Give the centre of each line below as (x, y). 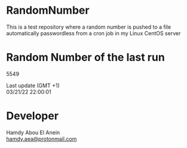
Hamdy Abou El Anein (33, 132)
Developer (32, 116)
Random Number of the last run (86, 58)
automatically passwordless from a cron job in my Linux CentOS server (93, 33)
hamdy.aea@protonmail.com (42, 138)
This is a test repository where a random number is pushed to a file (89, 27)
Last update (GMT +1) (33, 85)
